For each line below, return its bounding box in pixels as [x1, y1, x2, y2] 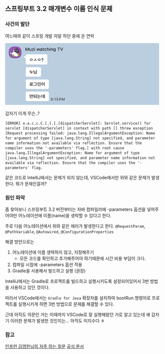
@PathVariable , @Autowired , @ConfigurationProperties [5, 229, 114, 235]
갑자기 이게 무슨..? [5, 110, 40, 116]
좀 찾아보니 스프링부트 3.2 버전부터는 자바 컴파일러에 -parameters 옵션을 [5, 206, 146, 212]
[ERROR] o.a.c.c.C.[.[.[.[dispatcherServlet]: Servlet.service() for [5, 120, 151, 126]
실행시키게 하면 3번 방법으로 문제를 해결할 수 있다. [18, 301, 114, 307]
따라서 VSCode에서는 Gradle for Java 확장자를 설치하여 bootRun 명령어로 [5, 295, 151, 301]
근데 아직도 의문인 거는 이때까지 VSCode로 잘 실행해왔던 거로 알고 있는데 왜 [5, 312, 150, 317]
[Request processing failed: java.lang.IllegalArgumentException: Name [5, 130, 155, 136]
